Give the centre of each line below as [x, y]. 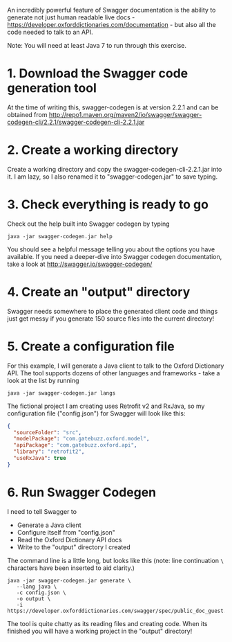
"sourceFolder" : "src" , [47, 432]
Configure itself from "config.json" [66, 532]
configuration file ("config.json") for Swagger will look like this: [96, 413]
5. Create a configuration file [91, 346]
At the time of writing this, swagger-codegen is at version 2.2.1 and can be [113, 107]
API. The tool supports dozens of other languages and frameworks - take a [114, 373]
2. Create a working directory [93, 150]
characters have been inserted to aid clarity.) [71, 568]
